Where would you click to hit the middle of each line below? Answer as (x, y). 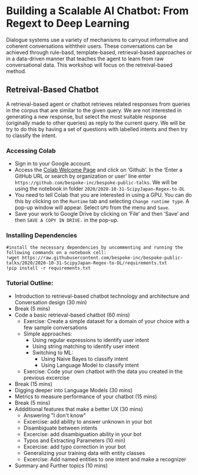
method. (16, 71)
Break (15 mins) (34, 384)
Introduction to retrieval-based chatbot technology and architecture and (102, 296)
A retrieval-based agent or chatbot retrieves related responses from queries (98, 104)
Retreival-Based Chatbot (52, 90)
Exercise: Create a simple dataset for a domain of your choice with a (106, 321)
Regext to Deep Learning (68, 23)
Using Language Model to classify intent (90, 365)
